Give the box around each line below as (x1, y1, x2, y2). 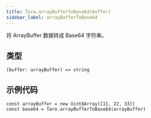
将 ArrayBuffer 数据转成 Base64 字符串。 (6, 31, 107, 39)
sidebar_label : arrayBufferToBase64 (6, 14, 98, 20)
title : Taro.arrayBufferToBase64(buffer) (6, 8, 111, 15)
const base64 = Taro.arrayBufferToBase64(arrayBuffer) (6, 106, 146, 113)
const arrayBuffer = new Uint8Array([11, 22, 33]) (6, 101, 135, 107)
